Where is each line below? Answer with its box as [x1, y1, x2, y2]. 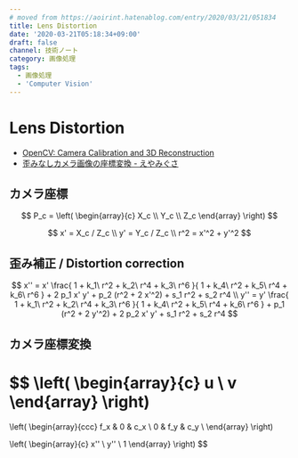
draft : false [9, 37, 58, 47]
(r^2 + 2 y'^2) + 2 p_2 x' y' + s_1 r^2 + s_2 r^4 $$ [60, 308, 238, 319]
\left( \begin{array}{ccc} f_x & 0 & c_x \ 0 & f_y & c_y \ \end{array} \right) [9, 421, 274, 432]
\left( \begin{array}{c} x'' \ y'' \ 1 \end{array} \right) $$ [9, 438, 208, 449]
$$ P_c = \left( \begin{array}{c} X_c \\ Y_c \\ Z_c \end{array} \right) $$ [20, 210, 278, 221]
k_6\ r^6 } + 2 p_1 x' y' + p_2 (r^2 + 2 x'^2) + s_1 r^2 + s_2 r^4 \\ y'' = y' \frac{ [10, 290, 289, 300]
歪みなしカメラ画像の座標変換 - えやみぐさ [21, 158, 180, 168]
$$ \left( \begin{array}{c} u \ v [9, 372, 238, 393]
